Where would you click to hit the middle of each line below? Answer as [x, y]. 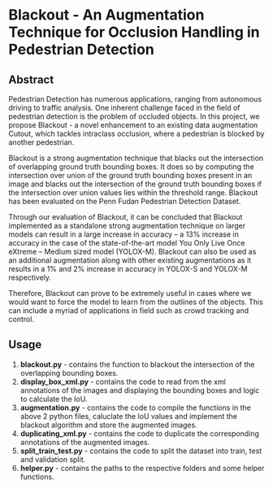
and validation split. [53, 459]
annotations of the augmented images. [85, 442]
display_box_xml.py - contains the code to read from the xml [123, 381]
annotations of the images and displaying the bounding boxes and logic [140, 390]
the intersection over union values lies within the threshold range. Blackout [133, 192]
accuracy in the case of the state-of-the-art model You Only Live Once [127, 243]
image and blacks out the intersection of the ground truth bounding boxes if [135, 184]
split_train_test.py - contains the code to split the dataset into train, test [141, 451]
